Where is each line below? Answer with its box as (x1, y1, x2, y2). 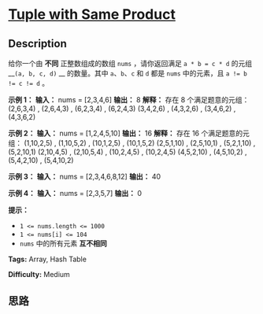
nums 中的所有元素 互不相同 (19, 238, 108, 248)
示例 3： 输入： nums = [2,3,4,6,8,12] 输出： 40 (8, 172, 161, 181)
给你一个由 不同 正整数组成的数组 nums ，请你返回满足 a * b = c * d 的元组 (8, 59, 253, 68)
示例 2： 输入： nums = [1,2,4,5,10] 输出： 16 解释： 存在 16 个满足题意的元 (8, 128, 250, 138)
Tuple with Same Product (8, 6, 176, 24)
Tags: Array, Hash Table (8, 254, 87, 264)
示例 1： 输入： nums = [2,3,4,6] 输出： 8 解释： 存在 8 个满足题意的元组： (8, 95, 250, 104)
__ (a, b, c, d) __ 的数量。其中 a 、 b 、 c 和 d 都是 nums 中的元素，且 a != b (8, 68, 248, 78)
